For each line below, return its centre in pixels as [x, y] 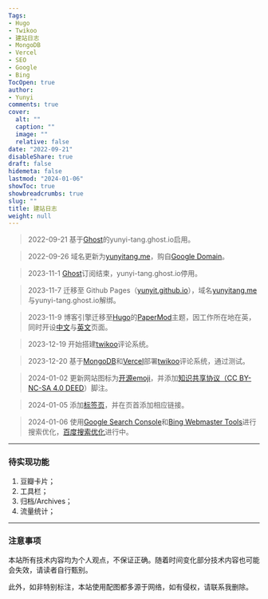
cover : [19, 112]
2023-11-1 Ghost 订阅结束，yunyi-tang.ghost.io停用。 [114, 274]
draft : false [30, 164]
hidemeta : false [35, 171]
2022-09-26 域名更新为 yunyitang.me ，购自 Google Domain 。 [128, 257]
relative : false [42, 142]
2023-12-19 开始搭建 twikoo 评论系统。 [90, 345]
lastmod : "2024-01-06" [46, 179]
